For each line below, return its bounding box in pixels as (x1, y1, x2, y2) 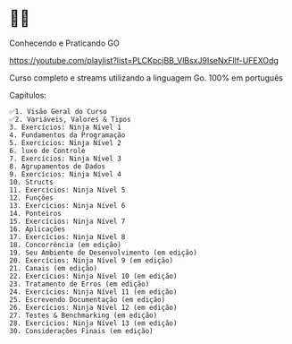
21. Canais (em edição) (9, 263, 98, 272)
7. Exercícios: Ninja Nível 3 (9, 154, 122, 163)
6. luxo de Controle (9, 146, 87, 155)
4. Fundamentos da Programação (9, 130, 126, 140)
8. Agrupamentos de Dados (9, 161, 105, 171)
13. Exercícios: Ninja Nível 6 (9, 201, 126, 210)
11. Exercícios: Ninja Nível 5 (9, 185, 126, 194)
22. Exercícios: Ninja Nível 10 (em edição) (9, 271, 178, 280)
